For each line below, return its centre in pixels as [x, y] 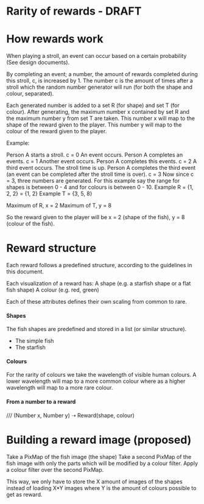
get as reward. [24, 494]
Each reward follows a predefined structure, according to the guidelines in [99, 265]
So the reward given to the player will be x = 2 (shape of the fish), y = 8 [96, 217]
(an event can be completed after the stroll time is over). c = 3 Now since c [100, 174]
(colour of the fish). [30, 224]
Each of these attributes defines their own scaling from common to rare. [97, 302]
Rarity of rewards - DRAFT [74, 11]
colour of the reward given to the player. [57, 131]
